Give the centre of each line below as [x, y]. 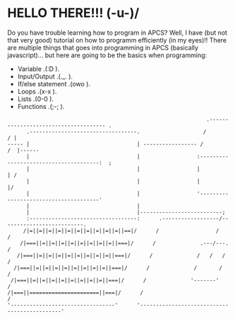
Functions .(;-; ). [41, 106]
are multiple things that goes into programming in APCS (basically [103, 47]
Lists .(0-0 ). [36, 99]
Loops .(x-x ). [37, 91]
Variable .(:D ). [38, 69]
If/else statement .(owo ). [54, 83]
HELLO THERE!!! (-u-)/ [73, 13]
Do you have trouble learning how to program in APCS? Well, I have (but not [117, 33]
